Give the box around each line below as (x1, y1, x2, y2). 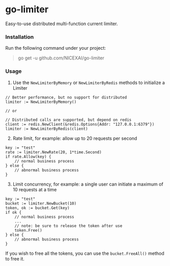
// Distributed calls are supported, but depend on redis (5, 117, 132, 122)
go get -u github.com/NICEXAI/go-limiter (17, 55, 104, 61)
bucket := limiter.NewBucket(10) (5, 201, 77, 206)
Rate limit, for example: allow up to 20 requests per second (12, 135, 137, 141)
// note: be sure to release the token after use (14, 223, 123, 229)
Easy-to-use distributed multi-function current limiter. (5, 21, 118, 27)
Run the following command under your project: (5, 45, 106, 51)
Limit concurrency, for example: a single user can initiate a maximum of (12, 181, 164, 187)
